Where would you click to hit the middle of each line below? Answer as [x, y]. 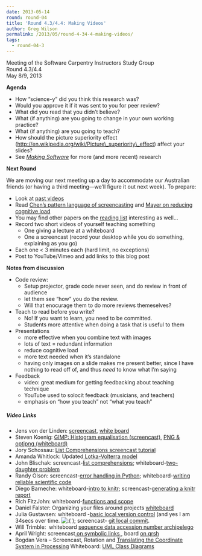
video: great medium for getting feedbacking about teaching [99, 382]
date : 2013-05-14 [28, 12]
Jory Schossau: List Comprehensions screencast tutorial [85, 450]
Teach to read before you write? [55, 311]
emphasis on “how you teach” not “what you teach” [88, 401]
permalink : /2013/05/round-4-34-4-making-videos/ [70, 34]
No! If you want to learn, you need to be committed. [88, 318]
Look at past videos [39, 198]
